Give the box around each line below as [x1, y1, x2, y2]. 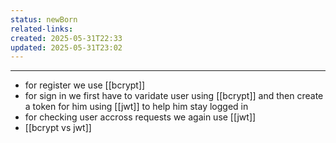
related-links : [10, 24, 74, 34]
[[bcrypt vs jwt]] [24, 122, 92, 134]
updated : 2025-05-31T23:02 [10, 42, 123, 53]
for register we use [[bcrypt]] [24, 79, 146, 91]
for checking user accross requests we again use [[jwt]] [24, 111, 257, 123]
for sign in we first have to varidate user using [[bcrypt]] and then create [24, 90, 324, 102]
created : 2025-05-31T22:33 [10, 33, 123, 43]
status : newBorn [10, 14, 78, 25]
